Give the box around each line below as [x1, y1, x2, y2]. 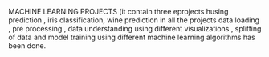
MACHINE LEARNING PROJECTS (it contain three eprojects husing [8, 7, 229, 16]
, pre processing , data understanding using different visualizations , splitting [8, 24, 262, 33]
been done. [8, 41, 47, 51]
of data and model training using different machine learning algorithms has [8, 32, 255, 42]
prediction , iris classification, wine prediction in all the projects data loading [8, 15, 259, 25]
